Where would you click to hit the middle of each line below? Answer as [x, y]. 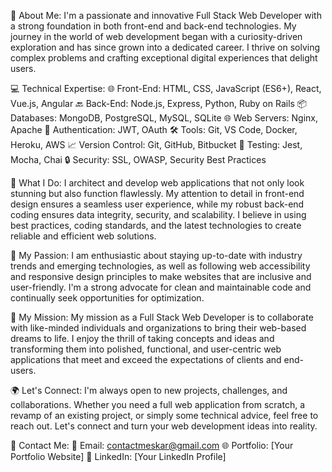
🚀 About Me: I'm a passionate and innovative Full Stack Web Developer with [166, 15]
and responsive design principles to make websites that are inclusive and [161, 276]
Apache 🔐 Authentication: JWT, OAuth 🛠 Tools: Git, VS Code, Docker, [154, 129]
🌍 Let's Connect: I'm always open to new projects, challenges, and [149, 390]
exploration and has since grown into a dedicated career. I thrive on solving [165, 47]
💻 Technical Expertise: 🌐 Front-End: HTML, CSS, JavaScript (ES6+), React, [166, 88]
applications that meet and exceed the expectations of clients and [146, 359]
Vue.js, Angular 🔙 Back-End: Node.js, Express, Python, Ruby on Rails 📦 [159, 103]
